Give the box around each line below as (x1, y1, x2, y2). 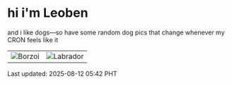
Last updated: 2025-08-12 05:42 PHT (7, 69, 117, 78)
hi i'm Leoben (7, 5, 88, 21)
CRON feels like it (7, 35, 59, 44)
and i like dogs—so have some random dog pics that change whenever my (7, 28, 225, 37)
